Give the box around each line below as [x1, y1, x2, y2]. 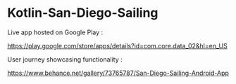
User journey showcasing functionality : [7, 55, 123, 64]
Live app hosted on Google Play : [7, 28, 104, 36]
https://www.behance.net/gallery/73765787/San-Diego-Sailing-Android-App [7, 69, 229, 77]
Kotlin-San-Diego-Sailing [7, 5, 159, 21]
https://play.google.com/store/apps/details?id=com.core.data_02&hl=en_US [7, 41, 228, 50]
